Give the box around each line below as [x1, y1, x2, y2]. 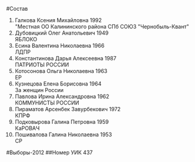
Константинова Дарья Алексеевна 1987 [14, 55, 117, 62]
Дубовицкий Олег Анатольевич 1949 [14, 29, 109, 36]
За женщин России [14, 87, 64, 93]
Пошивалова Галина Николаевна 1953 [14, 131, 112, 138]
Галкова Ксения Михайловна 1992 [14, 17, 103, 23]
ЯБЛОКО [14, 36, 38, 42]
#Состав [6, 5, 28, 12]
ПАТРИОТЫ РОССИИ [14, 61, 70, 68]
